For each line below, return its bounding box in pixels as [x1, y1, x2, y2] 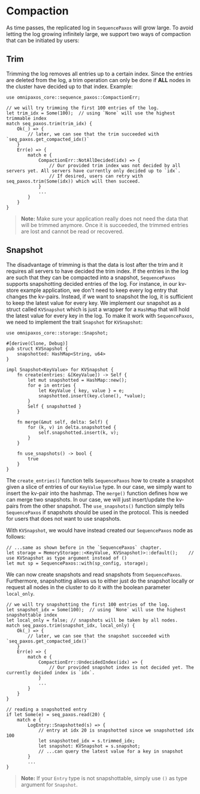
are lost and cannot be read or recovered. [20, 228, 124, 235]
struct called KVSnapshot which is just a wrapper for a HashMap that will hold [6, 306, 190, 313]
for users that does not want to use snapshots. [6, 515, 122, 522]
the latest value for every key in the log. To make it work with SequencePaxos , [6, 312, 194, 319]
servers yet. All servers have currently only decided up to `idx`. [6, 168, 181, 174]
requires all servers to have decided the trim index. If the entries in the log [6, 267, 189, 274]
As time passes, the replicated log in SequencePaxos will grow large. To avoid [6, 24, 193, 31]
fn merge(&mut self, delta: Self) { [17, 419, 109, 425]
